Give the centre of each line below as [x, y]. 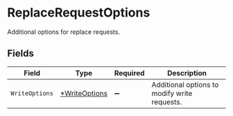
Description [187, 72]
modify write [172, 93]
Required [129, 72]
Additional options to [185, 84]
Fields [21, 54]
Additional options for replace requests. [63, 32]
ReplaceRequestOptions [79, 13]
